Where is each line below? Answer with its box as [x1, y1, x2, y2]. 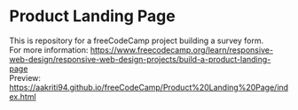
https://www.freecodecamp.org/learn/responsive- [90, 44, 273, 55]
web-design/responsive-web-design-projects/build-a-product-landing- [9, 54, 271, 64]
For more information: [9, 44, 89, 55]
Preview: [9, 72, 42, 83]
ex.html [9, 91, 37, 102]
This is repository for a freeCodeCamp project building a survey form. [9, 35, 264, 46]
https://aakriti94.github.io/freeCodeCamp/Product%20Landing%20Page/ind [9, 82, 289, 92]
